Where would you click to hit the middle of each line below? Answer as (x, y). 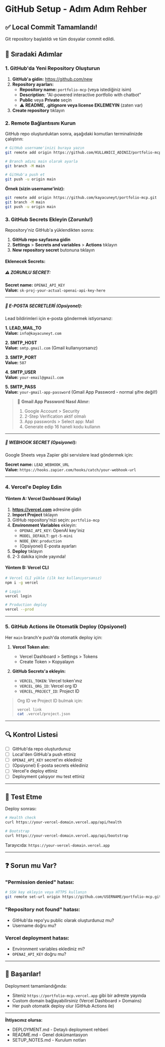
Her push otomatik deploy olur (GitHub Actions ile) (63, 1006)
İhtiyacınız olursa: (24, 1020)
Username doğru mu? (34, 925)
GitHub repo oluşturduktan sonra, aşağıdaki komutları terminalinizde (74, 134)
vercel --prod (20, 610)
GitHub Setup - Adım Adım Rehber (76, 9)
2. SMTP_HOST (21, 343)
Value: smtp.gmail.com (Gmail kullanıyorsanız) (52, 348)
